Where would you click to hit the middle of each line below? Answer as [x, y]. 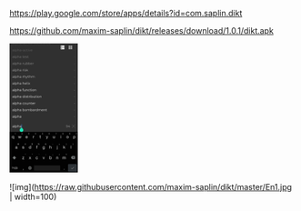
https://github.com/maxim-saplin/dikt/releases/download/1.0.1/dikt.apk [142, 30]
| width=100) [33, 196]
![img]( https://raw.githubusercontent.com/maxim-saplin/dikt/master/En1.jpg [151, 186]
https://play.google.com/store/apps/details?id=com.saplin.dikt [126, 13]
